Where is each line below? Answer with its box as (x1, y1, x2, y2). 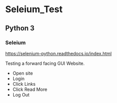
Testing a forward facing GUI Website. (5, 60, 85, 66)
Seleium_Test (5, 4, 63, 15)
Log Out (12, 91, 30, 97)
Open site (12, 70, 33, 76)
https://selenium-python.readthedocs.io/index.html (5, 50, 112, 56)
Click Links (12, 81, 36, 87)
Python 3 (5, 24, 34, 32)
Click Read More (12, 86, 48, 92)
